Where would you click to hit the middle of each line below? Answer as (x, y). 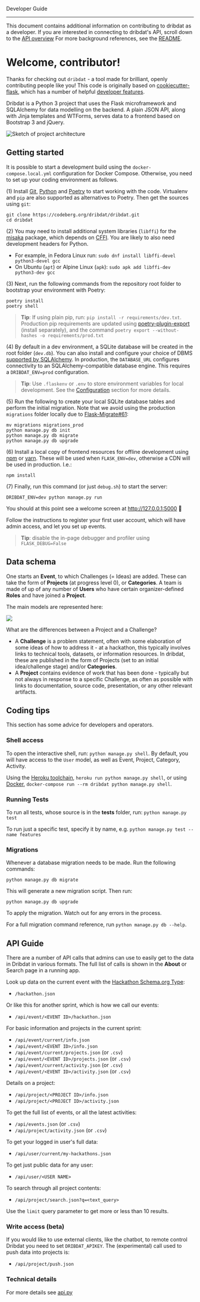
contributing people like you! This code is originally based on (81, 85)
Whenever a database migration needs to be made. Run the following (91, 863)
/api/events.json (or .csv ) (47, 1124)
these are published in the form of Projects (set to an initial (87, 660)
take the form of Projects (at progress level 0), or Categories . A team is (94, 582)
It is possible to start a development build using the (69, 167)
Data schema (31, 562)
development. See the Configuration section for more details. (96, 389)
